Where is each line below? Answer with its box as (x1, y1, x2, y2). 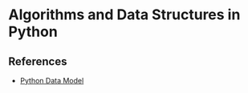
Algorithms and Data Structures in (8, 6, 241, 24)
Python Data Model (19, 76, 84, 85)
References (8, 55, 67, 68)
